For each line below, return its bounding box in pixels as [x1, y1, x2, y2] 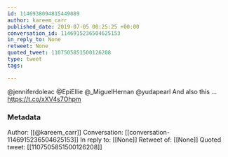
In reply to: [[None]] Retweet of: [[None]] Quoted [80, 135, 222, 144]
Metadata [7, 112, 41, 122]
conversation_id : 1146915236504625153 [7, 29, 121, 37]
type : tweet [7, 56, 42, 63]
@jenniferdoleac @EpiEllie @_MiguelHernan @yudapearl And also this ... [7, 87, 217, 96]
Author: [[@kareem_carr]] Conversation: [7, 128, 124, 136]
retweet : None [7, 43, 49, 50]
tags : [7, 62, 23, 69]
